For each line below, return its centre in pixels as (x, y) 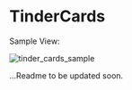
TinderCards (57, 16)
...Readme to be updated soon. (66, 75)
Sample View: (35, 41)
